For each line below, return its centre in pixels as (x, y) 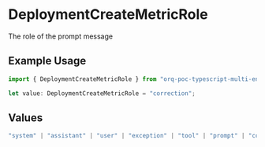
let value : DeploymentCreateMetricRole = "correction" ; (102, 93)
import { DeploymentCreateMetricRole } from (82, 79)
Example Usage (47, 61)
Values (26, 118)
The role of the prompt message (60, 36)
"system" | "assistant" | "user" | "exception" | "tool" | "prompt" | (127, 136)
